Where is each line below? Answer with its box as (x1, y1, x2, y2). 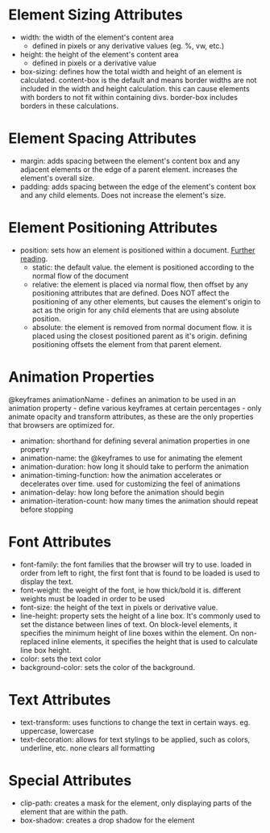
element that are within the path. (19, 806, 128, 816)
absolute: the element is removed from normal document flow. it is (31, 322, 252, 332)
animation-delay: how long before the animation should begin (19, 487, 224, 497)
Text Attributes (8, 690, 111, 709)
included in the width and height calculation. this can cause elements (19, 83, 250, 94)
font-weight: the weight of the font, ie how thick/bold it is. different (19, 585, 242, 595)
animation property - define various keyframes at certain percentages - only (8, 403, 262, 412)
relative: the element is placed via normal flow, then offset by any (31, 279, 248, 289)
